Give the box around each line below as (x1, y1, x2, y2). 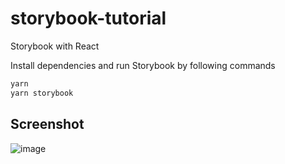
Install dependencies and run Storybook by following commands (10, 59, 276, 71)
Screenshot (10, 116, 85, 133)
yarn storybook (10, 88, 74, 98)
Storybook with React (10, 40, 100, 52)
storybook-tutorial (10, 7, 167, 30)
